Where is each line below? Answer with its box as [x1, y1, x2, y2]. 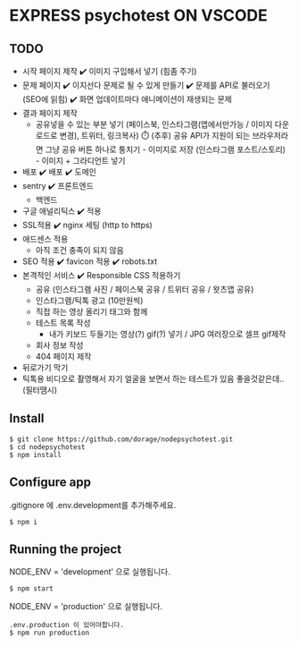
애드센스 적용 [21, 234, 69, 244]
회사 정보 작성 [35, 340, 84, 350]
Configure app [9, 475, 92, 490]
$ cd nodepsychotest [9, 442, 87, 452]
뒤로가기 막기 [21, 362, 69, 372]
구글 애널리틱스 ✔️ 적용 [21, 206, 102, 216]
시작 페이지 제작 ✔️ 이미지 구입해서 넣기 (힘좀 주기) [21, 66, 198, 76]
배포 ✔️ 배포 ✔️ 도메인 [21, 166, 96, 177]
